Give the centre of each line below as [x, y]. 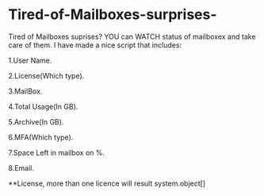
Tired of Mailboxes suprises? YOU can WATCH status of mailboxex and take [132, 37]
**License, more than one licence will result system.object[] [107, 183]
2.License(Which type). [46, 75]
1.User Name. [30, 60]
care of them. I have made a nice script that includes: [95, 44]
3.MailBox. [25, 91]
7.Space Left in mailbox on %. [57, 152]
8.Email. [21, 167]
